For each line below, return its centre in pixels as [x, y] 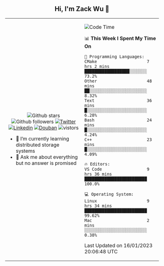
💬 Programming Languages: [115, 56]
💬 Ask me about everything [47, 157]
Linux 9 [117, 201]
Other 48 [118, 81]
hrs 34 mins [98, 206]
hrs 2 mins [97, 66]
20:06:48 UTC [101, 251]
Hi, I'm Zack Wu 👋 [82, 9]
